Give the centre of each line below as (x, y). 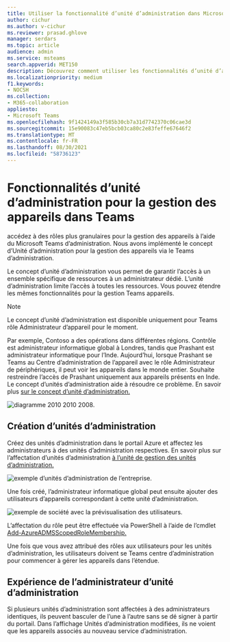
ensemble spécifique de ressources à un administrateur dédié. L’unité (105, 278)
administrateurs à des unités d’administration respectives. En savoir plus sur (114, 450)
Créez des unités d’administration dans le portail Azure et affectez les (105, 443)
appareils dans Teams (71, 217)
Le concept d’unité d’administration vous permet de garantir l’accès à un (109, 271)
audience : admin (30, 52)
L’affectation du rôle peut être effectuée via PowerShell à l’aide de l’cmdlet (112, 525)
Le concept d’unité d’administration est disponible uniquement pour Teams (112, 319)
